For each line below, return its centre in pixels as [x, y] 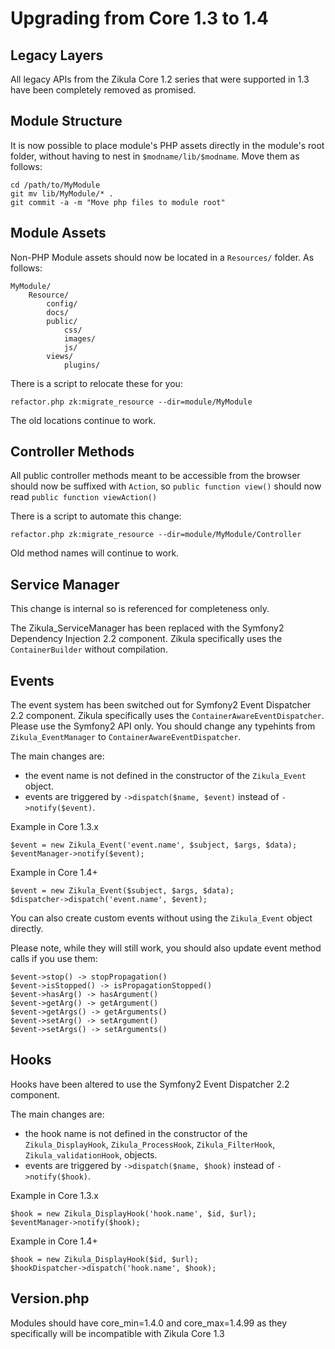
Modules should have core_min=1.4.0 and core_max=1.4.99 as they [149, 1323]
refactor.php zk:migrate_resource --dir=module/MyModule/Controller [156, 535]
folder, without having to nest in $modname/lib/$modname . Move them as [155, 156]
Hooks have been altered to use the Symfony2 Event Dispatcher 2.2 [150, 1084]
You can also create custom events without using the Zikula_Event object [161, 918]
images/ [80, 338]
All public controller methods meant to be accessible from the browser [155, 476]
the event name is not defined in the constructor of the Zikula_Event [165, 776]
